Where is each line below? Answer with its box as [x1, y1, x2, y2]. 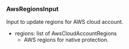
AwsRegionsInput [6, 5, 59, 13]
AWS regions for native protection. [23, 36, 109, 44]
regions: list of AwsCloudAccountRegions [14, 30, 117, 37]
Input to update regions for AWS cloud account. [6, 19, 124, 26]
